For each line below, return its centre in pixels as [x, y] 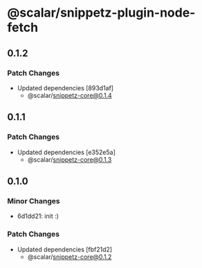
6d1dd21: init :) [38, 216]
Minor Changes [34, 201]
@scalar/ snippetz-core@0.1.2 [70, 257]
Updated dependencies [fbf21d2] [65, 249]
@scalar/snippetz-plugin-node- [101, 13]
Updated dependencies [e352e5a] [66, 152]
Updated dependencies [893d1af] [65, 87]
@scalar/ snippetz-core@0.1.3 [70, 159]
